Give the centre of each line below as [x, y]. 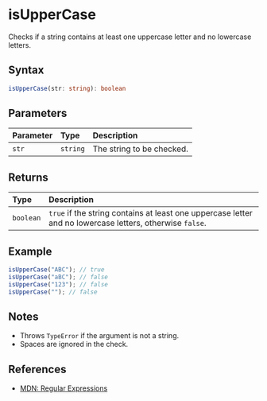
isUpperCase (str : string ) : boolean [67, 88]
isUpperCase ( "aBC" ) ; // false [58, 277]
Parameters [38, 113]
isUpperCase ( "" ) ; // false [53, 292]
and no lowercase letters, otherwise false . [128, 223]
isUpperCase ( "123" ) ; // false [58, 284]
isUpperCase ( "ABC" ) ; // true [56, 270]
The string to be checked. [141, 149]
